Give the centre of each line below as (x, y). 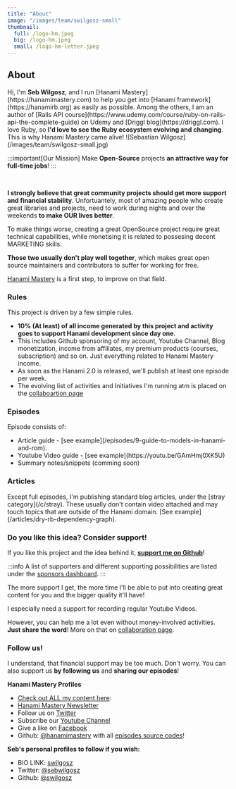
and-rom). (32, 448)
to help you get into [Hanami (135, 99)
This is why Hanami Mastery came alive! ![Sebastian (83, 137)
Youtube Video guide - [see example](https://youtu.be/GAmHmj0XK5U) (121, 456)
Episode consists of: (37, 427)
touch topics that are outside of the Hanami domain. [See (90, 511)
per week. (32, 378)
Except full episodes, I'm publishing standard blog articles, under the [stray (116, 497)
